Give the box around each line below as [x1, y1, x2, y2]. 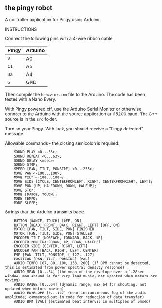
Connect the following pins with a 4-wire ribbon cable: [5, 35, 114, 41]
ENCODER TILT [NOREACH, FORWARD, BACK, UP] [14, 235, 103, 240]
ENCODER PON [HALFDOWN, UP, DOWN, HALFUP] [14, 240, 101, 244]
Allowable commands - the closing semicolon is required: [5, 140, 120, 146]
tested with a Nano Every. [5, 97, 57, 102]
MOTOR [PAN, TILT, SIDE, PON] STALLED [14, 231, 92, 236]
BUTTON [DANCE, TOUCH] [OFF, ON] [14, 218, 81, 223]
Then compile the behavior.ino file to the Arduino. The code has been [5, 91, 146, 97]
